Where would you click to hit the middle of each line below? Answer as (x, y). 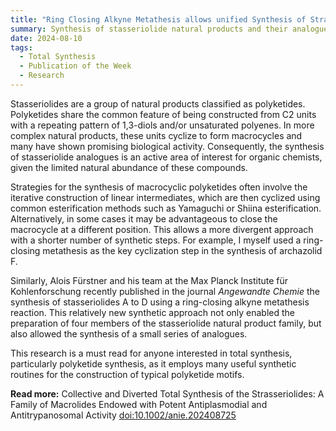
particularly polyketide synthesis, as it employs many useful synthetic (153, 363)
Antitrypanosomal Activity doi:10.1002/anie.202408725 (123, 415)
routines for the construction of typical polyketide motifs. (127, 374)
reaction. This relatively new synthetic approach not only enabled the (153, 312)
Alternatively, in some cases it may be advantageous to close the (144, 218)
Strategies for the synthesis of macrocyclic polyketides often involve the (159, 187)
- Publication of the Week (75, 66)
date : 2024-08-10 (46, 38)
